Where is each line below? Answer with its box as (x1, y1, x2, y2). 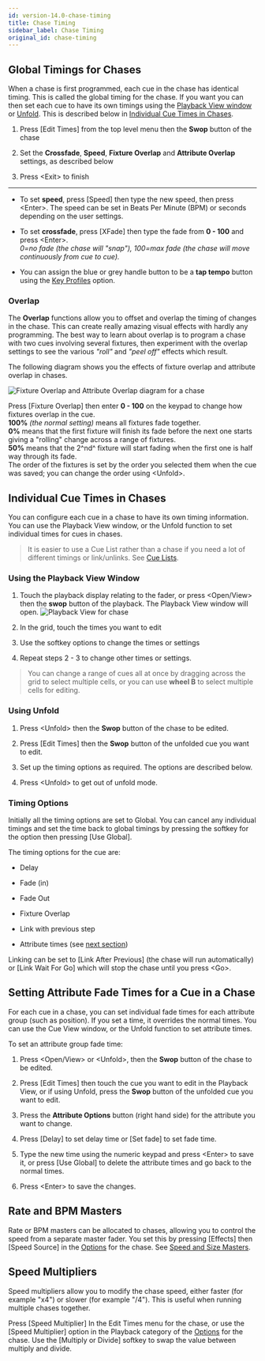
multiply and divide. (8, 1344, 73, 1353)
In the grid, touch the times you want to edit (19, 622, 162, 633)
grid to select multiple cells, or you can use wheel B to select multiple (27, 677, 254, 686)
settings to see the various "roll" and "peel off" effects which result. (8, 347, 229, 357)
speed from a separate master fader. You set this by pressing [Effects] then (8, 1234, 253, 1243)
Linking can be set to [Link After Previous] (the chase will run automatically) (8, 955, 254, 965)
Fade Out (19, 894, 50, 903)
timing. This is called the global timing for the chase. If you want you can (8, 93, 244, 102)
